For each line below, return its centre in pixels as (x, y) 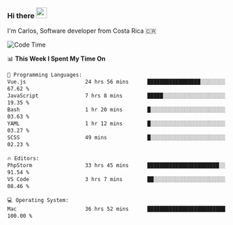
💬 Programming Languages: (45, 75)
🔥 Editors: (23, 159)
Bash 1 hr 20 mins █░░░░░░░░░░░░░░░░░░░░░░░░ (116, 110)
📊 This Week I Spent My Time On (56, 59)
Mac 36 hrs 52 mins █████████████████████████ (116, 209)
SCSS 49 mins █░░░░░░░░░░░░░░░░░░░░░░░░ (116, 138)
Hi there (21, 15)
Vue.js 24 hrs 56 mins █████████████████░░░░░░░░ (116, 82)
